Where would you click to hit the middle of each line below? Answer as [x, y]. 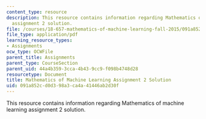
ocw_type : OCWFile [30, 52]
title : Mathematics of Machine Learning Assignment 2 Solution [89, 80]
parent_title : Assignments [41, 57]
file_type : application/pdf [42, 35]
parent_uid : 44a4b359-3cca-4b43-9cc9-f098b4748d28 [72, 69]
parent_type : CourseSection [42, 63]
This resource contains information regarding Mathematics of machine [95, 103]
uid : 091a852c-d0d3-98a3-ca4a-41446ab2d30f [63, 86]
